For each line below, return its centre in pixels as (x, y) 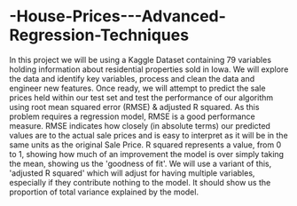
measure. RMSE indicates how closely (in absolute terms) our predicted (140, 125)
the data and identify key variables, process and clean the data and (132, 78)
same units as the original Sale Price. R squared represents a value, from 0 (145, 145)
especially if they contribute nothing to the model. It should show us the (140, 182)
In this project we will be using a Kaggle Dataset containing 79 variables (141, 59)
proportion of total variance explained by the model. (104, 192)
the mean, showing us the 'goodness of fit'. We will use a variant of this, (141, 163)
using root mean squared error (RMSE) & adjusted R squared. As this (134, 107)
